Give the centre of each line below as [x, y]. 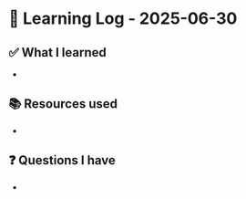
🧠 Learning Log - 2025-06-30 [123, 19]
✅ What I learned [57, 52]
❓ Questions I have [62, 160]
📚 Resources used [63, 104]
